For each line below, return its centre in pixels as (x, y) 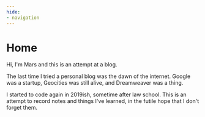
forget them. (22, 108)
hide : (13, 12)
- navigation (23, 18)
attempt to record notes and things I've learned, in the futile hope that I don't (103, 101)
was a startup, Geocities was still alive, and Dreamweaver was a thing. (95, 83)
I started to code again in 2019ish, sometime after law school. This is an (96, 94)
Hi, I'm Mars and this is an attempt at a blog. (62, 65)
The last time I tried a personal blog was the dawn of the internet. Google (99, 76)
